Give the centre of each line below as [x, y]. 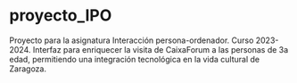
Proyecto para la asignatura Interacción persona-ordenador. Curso [132, 40]
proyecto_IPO [61, 16]
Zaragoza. [28, 69]
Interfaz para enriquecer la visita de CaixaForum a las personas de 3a [161, 49]
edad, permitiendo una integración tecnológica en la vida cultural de [135, 59]
